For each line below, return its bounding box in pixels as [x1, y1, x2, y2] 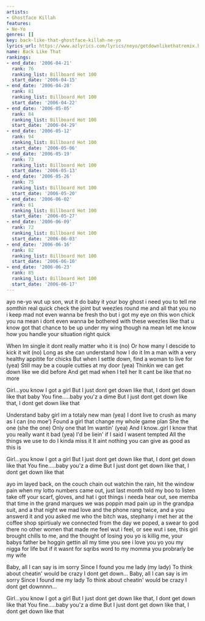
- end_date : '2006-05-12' [6, 128, 72, 134]
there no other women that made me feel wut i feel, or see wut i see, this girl [6, 525, 198, 533]
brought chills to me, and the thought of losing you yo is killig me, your [6, 532, 183, 539]
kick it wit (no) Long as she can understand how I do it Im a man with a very [6, 348, 196, 356]
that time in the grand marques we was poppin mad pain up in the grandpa [6, 500, 194, 507]
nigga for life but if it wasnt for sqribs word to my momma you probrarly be [6, 545, 194, 552]
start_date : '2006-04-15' [12, 77, 78, 83]
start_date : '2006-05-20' [12, 190, 78, 196]
